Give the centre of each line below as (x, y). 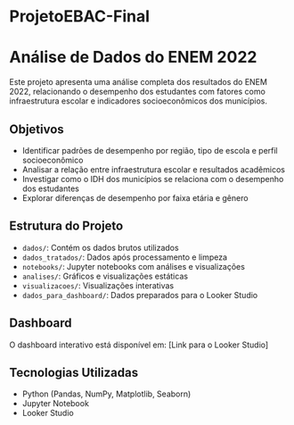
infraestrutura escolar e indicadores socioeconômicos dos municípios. (139, 101)
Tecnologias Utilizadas (74, 372)
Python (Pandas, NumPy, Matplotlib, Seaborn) (106, 394)
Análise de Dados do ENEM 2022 (133, 58)
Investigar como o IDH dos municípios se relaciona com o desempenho (153, 179)
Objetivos (37, 129)
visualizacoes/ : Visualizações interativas (98, 285)
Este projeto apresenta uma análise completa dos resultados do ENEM (138, 82)
